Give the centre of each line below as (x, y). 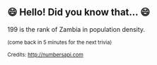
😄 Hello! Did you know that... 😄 (79, 12)
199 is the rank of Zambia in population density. (76, 29)
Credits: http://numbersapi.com (45, 54)
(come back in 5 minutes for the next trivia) (59, 42)
